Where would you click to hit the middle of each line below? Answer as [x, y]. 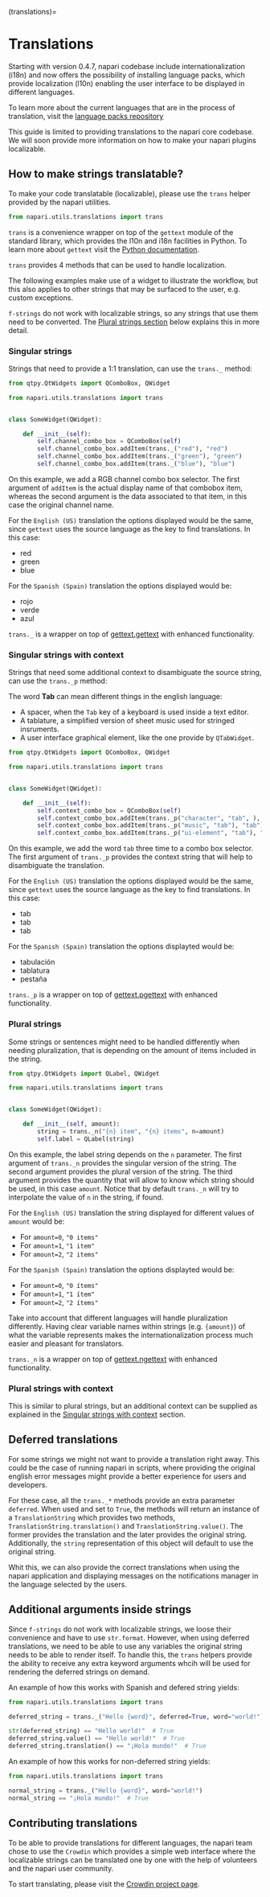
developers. [28, 1484]
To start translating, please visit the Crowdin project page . [104, 1884]
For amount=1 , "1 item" [57, 1245]
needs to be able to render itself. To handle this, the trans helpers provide [131, 1654]
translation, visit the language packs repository [86, 116]
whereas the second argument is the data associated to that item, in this [128, 496]
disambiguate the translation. [56, 866]
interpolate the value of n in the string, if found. [86, 1197]
